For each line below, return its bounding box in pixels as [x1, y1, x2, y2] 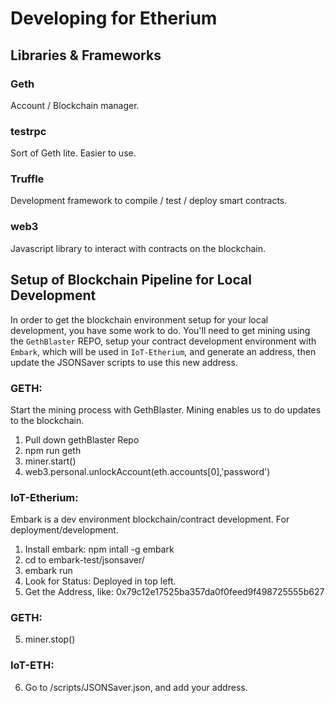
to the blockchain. [10, 414, 85, 426]
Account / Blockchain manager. [10, 99, 140, 111]
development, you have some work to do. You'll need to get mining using [10, 324, 311, 336]
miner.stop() [24, 633, 76, 646]
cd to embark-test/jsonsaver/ [24, 554, 145, 566]
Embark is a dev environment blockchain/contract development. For [10, 513, 290, 526]
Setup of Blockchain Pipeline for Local [10, 272, 252, 289]
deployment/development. [10, 524, 119, 536]
